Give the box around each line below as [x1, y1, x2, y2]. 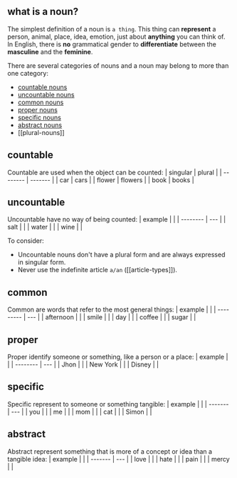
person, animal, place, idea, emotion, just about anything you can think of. [7, 32, 226, 41]
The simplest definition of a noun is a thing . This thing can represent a [7, 24, 216, 33]
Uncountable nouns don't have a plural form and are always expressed [17, 250, 226, 259]
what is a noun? [7, 6, 79, 18]
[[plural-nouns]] [17, 128, 65, 136]
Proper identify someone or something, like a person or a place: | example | [7, 353, 228, 362]
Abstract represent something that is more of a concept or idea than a [7, 447, 212, 456]
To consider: [7, 236, 44, 245]
